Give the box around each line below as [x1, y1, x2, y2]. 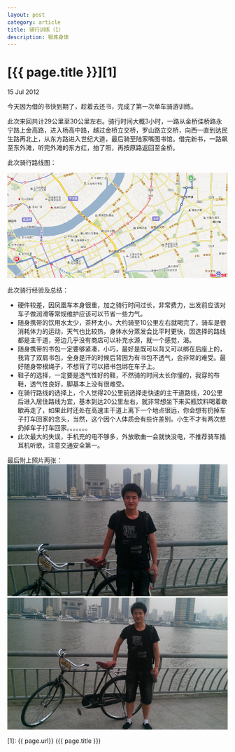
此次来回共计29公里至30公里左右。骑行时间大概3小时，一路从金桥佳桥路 [7, 117, 217, 126]
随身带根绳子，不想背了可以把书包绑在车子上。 [23, 362, 159, 370]
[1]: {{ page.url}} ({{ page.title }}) [7, 737, 101, 745]
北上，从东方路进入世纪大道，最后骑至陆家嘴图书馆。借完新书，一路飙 [25, 135, 228, 143]
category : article [7, 18, 61, 26]
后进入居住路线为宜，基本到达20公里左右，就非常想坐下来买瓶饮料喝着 [17, 397, 222, 405]
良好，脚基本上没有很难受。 [48, 380, 128, 388]
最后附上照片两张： [7, 456, 63, 464]
